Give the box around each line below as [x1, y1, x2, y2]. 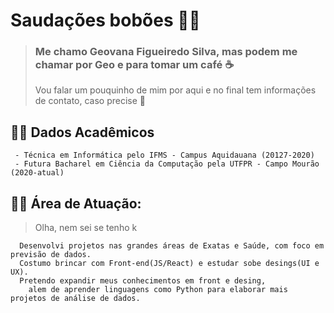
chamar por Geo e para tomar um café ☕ [34, 58, 235, 72]
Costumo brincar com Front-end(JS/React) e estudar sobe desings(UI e [19, 259, 320, 269]
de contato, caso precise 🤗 [34, 95, 147, 107]
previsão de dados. [10, 250, 92, 260]
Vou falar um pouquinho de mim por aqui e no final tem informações [34, 84, 317, 96]
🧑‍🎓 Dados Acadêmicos [10, 124, 155, 141]
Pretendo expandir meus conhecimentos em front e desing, [19, 276, 267, 286]
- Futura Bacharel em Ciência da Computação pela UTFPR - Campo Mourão [14, 159, 320, 169]
